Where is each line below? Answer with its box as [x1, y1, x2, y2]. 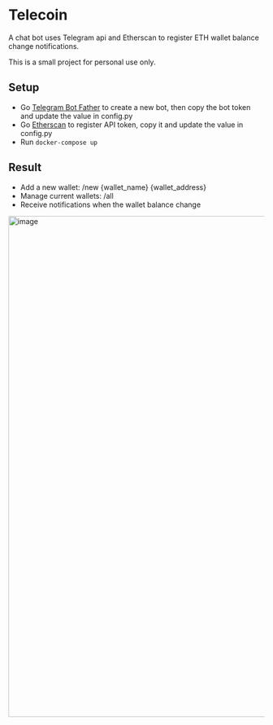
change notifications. [8, 41, 80, 51]
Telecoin [8, 6, 68, 24]
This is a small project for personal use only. [8, 57, 156, 67]
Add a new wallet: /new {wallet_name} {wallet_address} [19, 182, 207, 192]
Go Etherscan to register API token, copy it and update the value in [19, 120, 244, 130]
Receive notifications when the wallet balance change [19, 200, 201, 209]
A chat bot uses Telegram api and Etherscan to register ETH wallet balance [8, 33, 260, 42]
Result [8, 160, 42, 174]
